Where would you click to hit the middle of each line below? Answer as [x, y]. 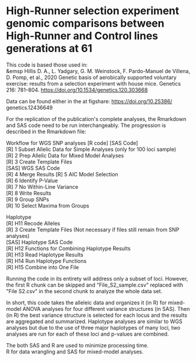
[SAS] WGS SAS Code [33, 168]
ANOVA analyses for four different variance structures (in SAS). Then [106, 309]
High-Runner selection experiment [93, 11]
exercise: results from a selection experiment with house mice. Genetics [94, 83]
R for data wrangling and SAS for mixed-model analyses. [75, 352]
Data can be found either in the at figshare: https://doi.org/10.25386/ [89, 101]
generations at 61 [49, 49]
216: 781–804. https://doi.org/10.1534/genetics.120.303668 [77, 90]
